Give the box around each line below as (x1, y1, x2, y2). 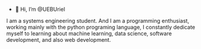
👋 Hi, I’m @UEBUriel (15, 6, 66, 13)
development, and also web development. (6, 36, 111, 43)
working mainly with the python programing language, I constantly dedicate (6, 24, 196, 30)
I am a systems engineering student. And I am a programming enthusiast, (6, 17, 189, 24)
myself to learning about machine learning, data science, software (6, 30, 172, 37)
